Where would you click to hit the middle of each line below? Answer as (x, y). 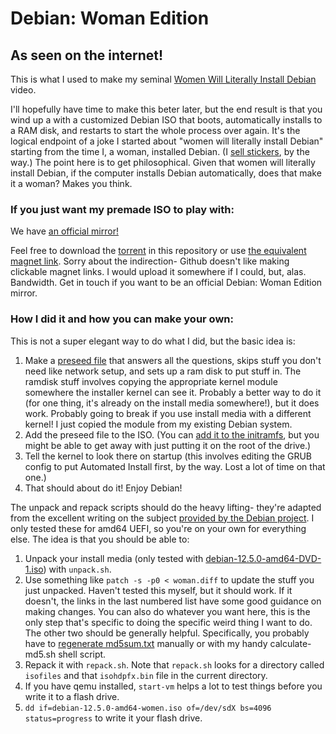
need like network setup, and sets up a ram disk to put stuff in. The (163, 371)
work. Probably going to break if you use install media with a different (168, 413)
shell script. (82, 654)
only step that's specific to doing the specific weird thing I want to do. (168, 622)
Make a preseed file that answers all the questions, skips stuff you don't (173, 360)
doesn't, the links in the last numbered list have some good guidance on (173, 601)
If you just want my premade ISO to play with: (122, 209)
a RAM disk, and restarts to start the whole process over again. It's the (155, 130)
